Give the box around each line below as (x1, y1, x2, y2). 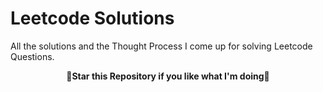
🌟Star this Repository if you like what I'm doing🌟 (66, 70, 270, 82)
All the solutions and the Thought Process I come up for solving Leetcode (10, 40, 313, 52)
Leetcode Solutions (10, 7, 175, 30)
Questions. (10, 50, 55, 62)
